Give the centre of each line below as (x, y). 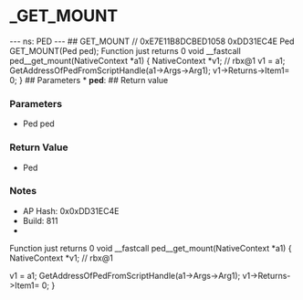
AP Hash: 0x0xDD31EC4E (71, 210)
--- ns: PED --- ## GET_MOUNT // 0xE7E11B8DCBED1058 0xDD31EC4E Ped (152, 41)
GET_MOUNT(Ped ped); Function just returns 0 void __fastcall (125, 50)
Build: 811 (40, 220)
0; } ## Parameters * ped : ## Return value (89, 80)
